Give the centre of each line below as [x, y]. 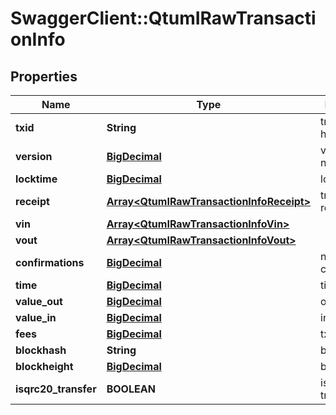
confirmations [50, 262]
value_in [36, 317]
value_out [39, 301]
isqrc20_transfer [56, 389]
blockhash [41, 350]
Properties [44, 76]
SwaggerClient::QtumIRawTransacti [163, 18]
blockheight [44, 366]
